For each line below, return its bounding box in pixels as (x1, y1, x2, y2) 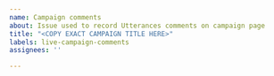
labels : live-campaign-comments (9, 37, 129, 47)
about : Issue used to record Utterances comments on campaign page (9, 21, 266, 30)
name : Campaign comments (9, 12, 102, 22)
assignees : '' (9, 46, 62, 55)
